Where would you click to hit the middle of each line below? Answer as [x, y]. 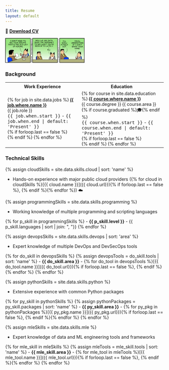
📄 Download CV [22, 31]
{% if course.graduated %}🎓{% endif [121, 110]
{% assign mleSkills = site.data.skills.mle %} [51, 327]
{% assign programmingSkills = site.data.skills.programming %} [71, 202]
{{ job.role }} [20, 110]
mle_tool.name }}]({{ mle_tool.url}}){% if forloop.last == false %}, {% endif [82, 357]
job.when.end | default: [38, 121]
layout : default [22, 16]
